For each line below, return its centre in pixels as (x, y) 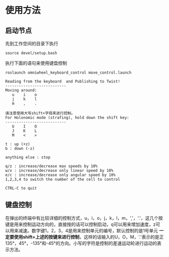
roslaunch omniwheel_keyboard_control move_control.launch (68, 73)
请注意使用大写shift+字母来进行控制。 (40, 113)
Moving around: (21, 90)
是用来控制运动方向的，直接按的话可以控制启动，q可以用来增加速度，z (82, 224)
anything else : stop (28, 157)
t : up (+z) (18, 144)
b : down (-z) (20, 149)
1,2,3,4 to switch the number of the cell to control (63, 179)
